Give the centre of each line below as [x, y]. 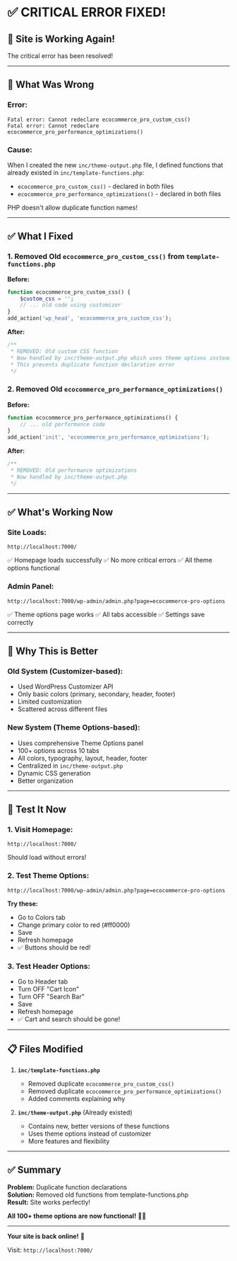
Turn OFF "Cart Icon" [48, 989]
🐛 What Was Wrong [51, 85]
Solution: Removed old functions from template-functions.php [98, 1194]
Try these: [23, 904]
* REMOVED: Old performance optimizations [74, 471]
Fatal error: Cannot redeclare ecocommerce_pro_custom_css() [99, 120]
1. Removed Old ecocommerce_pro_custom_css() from [96, 257]
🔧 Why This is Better [53, 651]
